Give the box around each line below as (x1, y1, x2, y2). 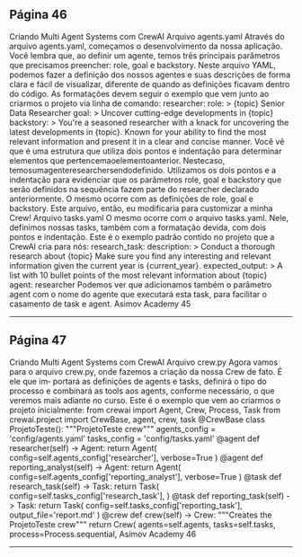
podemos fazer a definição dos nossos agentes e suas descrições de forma (9, 69, 290, 80)
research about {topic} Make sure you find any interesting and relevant (9, 251, 271, 261)
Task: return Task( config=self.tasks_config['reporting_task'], (16, 500, 243, 510)
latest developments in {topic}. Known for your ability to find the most (9, 126, 267, 137)
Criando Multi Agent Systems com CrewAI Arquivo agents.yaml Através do (9, 31, 285, 41)
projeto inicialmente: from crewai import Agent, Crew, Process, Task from (9, 404, 281, 415)
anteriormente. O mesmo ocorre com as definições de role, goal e (9, 193, 253, 204)
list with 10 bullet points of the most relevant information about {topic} (9, 270, 268, 280)
